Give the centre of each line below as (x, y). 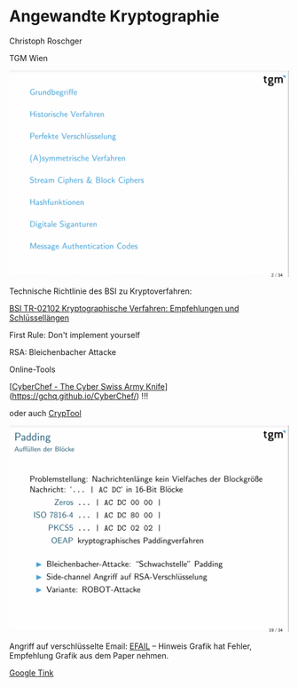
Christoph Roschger (46, 41)
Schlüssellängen (39, 318)
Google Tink (31, 673)
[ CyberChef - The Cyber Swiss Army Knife (87, 387)
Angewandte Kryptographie (114, 16)
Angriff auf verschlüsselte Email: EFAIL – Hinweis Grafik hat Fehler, (131, 646)
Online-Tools (32, 369)
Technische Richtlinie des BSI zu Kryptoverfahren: (101, 291)
